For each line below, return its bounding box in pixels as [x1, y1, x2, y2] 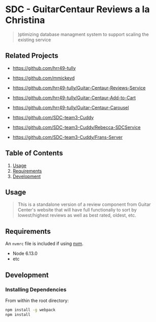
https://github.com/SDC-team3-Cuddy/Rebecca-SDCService [12, 124, 141, 130]
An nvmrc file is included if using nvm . [5, 240, 84, 247]
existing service [17, 37, 51, 43]
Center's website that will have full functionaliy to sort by [17, 207, 137, 213]
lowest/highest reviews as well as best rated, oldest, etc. [17, 212, 136, 219]
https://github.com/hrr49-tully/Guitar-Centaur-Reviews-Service [12, 85, 146, 91]
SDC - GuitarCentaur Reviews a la [5, 4, 150, 15]
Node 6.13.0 [12, 251, 38, 257]
